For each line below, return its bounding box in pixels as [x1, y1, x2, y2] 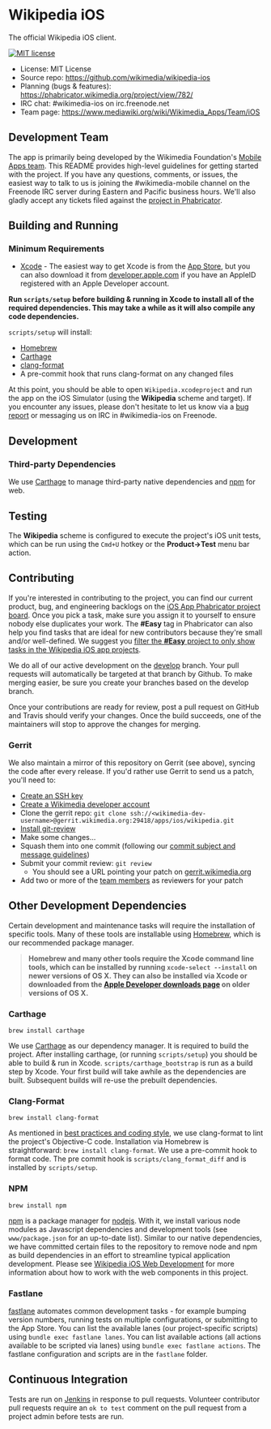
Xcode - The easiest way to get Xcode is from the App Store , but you [19, 261, 251, 271]
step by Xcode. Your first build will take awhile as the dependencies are [8, 1067, 247, 1077]
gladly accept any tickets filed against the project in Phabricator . [8, 195, 222, 204]
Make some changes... [19, 833, 96, 842]
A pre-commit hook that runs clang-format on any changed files [19, 369, 234, 379]
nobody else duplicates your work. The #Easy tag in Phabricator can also [8, 618, 253, 628]
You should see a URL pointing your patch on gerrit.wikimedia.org [32, 867, 252, 877]
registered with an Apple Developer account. [19, 278, 170, 289]
